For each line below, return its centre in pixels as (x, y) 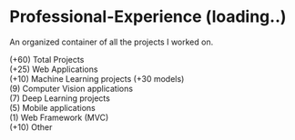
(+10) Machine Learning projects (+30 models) (97, 78)
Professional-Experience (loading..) (148, 17)
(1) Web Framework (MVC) (59, 117)
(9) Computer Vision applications (71, 88)
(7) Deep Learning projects (60, 98)
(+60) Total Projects (47, 59)
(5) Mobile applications (52, 107)
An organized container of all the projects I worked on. (112, 42)
